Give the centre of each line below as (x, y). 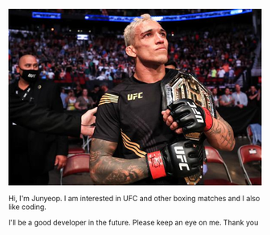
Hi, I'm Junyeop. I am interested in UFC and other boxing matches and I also (134, 199)
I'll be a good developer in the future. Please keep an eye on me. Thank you (133, 223)
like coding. (27, 207)
